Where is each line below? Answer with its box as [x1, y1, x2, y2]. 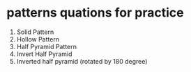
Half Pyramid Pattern [16, 42, 77, 51]
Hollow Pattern [16, 35, 60, 43]
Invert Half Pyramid [16, 50, 72, 58]
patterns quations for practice [6, 5, 184, 21]
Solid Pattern [16, 28, 54, 36]
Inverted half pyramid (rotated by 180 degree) [16, 57, 148, 65]
